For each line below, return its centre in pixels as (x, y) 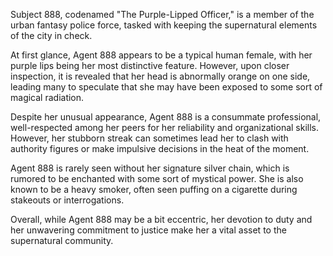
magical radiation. (47, 97)
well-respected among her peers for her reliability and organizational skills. (165, 127)
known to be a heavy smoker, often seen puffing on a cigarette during (154, 189)
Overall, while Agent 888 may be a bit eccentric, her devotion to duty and (161, 219)
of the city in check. (51, 35)
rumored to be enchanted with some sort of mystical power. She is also (157, 178)
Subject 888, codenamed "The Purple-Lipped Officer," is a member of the (162, 14)
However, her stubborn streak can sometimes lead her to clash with (149, 138)
